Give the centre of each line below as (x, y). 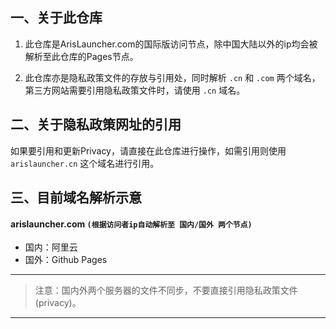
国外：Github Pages (66, 260)
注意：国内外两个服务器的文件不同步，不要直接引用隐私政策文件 (166, 290)
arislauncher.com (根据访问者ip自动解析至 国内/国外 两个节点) (131, 224)
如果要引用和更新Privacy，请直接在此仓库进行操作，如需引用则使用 (148, 150)
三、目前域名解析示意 (76, 198)
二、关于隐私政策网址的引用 (96, 124)
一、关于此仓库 (56, 18)
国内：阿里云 (51, 247)
